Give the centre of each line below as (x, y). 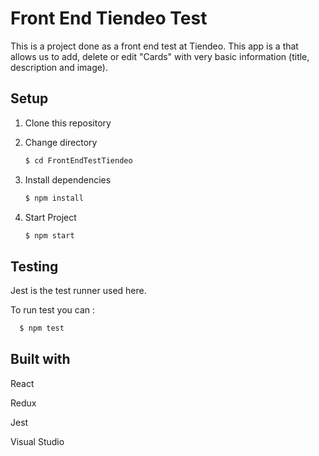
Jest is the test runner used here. (78, 291)
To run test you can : (52, 310)
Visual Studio (37, 441)
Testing (34, 266)
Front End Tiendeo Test (109, 18)
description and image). (59, 67)
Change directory (61, 142)
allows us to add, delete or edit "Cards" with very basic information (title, (160, 56)
